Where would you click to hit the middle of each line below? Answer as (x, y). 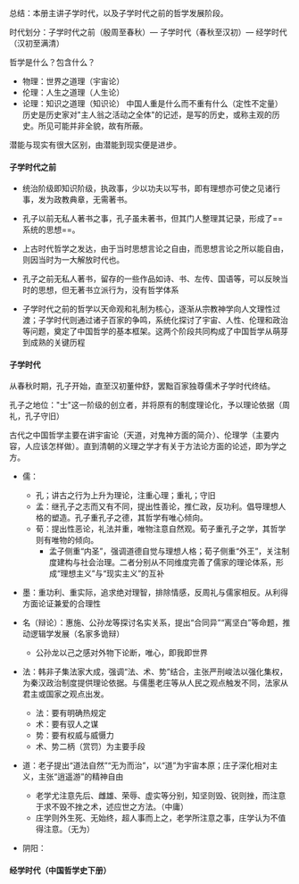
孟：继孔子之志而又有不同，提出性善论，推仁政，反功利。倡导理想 (157, 506)
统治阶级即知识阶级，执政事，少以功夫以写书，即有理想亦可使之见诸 (147, 188)
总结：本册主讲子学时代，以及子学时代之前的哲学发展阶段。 (119, 13)
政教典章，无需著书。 (92, 200)
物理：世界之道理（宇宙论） (73, 81)
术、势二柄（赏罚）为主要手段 (90, 746)
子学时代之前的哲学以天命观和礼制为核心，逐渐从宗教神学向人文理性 (147, 309)
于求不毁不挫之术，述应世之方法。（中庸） (112, 807)
